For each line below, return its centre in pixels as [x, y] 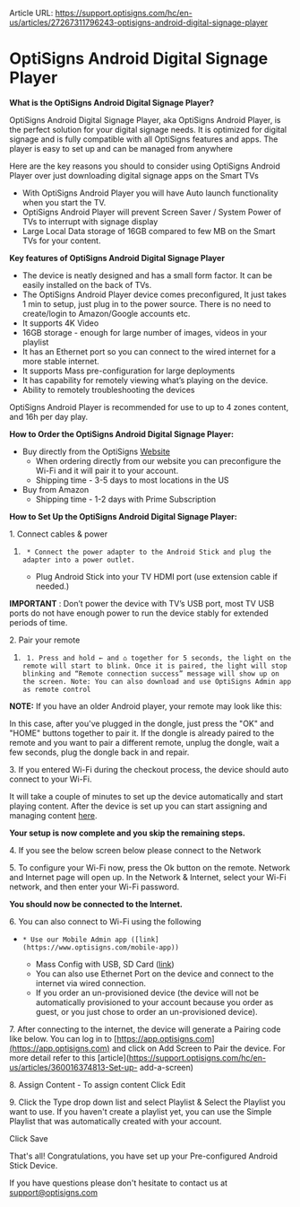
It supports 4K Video [60, 323]
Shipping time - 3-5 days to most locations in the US [133, 480]
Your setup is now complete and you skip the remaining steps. [128, 833]
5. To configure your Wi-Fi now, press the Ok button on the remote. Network [150, 867]
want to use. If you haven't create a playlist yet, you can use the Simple [141, 1111]
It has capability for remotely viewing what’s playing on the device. [145, 380]
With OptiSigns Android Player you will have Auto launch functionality [150, 193]
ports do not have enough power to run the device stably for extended [139, 613]
